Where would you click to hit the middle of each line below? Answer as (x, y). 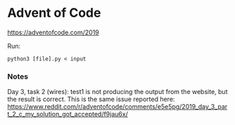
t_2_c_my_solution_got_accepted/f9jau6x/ (68, 114)
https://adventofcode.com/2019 (53, 32)
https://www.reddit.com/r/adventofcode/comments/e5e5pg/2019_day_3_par (118, 107)
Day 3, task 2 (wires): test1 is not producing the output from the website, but (118, 92)
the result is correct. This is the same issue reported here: (91, 99)
